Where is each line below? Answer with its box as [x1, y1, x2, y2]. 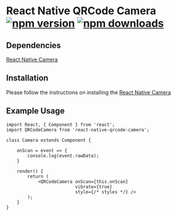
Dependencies [6, 40, 61, 50]
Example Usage [6, 106, 65, 116]
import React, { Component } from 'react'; [6, 121, 115, 128]
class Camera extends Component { [6, 137, 92, 143]
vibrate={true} [75, 183, 112, 190]
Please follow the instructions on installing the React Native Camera [6, 89, 171, 96]
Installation [6, 73, 49, 83]
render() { [17, 168, 44, 174]
